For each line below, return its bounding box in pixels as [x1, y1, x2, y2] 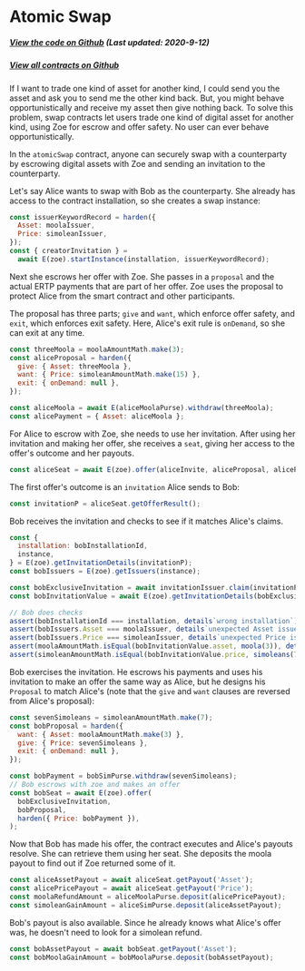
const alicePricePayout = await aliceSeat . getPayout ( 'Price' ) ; [9, 884, 254, 893]
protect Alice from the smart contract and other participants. [9, 290, 236, 301]
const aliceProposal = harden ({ [9, 353, 132, 362]
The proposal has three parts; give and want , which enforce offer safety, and [9, 308, 295, 319]
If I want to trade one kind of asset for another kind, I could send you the [9, 83, 280, 93]
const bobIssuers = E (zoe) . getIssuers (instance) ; [9, 567, 202, 576]
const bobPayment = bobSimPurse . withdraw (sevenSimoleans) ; [9, 771, 238, 781]
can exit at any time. [9, 327, 85, 338]
